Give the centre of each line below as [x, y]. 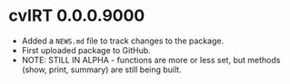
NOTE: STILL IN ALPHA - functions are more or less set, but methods [151, 60]
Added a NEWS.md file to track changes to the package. [123, 41]
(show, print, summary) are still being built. [102, 70]
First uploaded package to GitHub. [86, 50]
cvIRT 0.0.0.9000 [77, 16]
